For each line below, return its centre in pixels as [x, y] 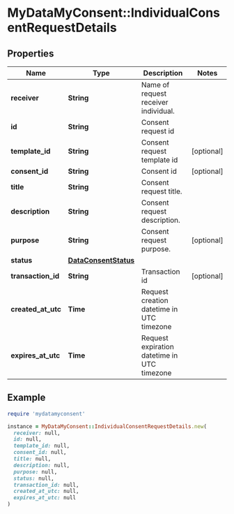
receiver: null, [37, 433]
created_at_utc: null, [46, 491]
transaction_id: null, [46, 485]
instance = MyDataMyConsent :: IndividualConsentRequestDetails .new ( [107, 426]
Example [26, 398]
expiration [158, 347]
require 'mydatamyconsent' [46, 413]
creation [155, 300]
